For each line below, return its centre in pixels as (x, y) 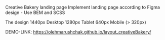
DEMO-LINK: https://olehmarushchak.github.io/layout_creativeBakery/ (78, 32)
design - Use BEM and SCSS (35, 12)
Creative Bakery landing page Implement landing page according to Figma (83, 7)
